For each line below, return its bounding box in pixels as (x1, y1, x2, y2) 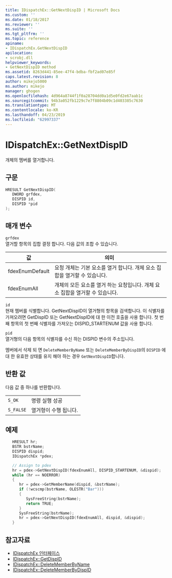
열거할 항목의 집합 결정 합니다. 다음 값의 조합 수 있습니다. (5, 240, 119, 246)
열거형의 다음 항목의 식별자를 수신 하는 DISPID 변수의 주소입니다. (5, 336, 135, 342)
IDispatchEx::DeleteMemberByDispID (12, 567, 91, 573)
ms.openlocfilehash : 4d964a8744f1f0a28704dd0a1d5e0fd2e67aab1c (5, 93, 143, 98)
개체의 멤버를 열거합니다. (5, 157, 55, 163)
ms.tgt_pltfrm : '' (5, 31, 45, 36)
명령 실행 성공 (31, 397, 63, 404)
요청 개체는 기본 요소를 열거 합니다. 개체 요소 (54, 264, 155, 271)
